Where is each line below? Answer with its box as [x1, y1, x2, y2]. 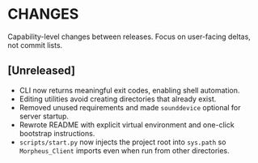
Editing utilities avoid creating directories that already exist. [19, 94, 217, 104]
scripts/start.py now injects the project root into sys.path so [19, 137, 226, 147]
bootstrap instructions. [19, 128, 95, 138]
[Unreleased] [7, 64, 76, 78]
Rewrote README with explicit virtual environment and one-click [19, 119, 235, 130]
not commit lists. [7, 40, 63, 49]
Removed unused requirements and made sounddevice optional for [19, 102, 241, 112]
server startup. [19, 111, 70, 121]
